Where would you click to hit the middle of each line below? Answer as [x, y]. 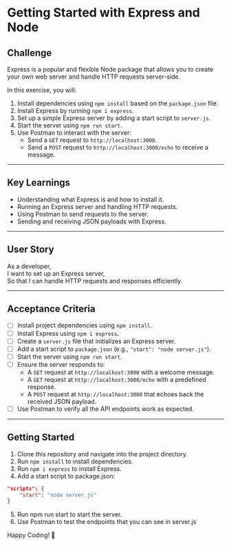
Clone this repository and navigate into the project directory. [102, 454]
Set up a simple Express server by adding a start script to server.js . [114, 118]
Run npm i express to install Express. [69, 468]
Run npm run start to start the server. [69, 514]
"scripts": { [26, 488]
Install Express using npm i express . [68, 333]
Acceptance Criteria [51, 309]
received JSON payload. [62, 401]
